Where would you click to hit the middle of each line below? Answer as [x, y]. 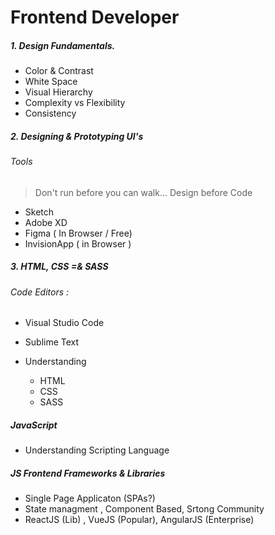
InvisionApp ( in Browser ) [78, 243]
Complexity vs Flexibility [75, 103]
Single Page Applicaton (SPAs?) [90, 498]
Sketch [39, 212]
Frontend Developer [95, 17]
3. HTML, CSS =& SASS [59, 267]
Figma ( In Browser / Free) [78, 233]
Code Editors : [40, 292]
